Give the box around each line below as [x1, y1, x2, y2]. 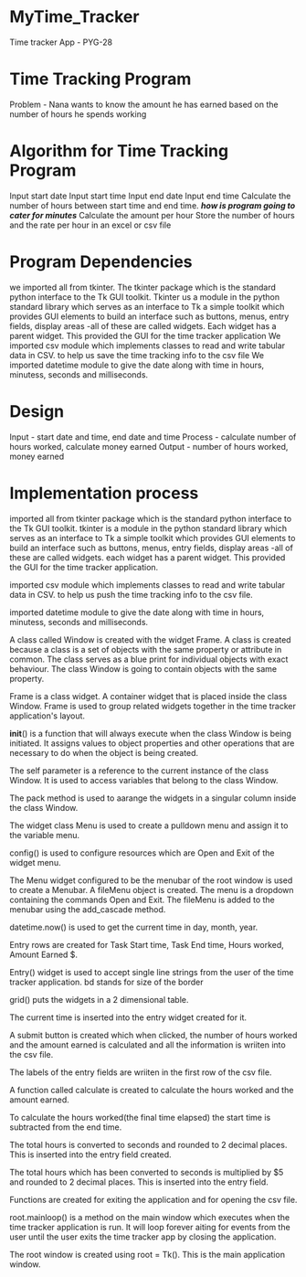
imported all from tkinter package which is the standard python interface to [9, 513, 292, 524]
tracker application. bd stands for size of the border [9, 976, 204, 987]
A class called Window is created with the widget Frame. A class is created [9, 633, 291, 645]
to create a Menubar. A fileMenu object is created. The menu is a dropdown [9, 884, 294, 895]
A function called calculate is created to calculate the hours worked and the [9, 1084, 294, 1095]
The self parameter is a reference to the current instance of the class [9, 765, 269, 776]
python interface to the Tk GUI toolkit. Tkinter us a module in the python [9, 291, 280, 303]
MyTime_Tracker [9, 6, 140, 27]
